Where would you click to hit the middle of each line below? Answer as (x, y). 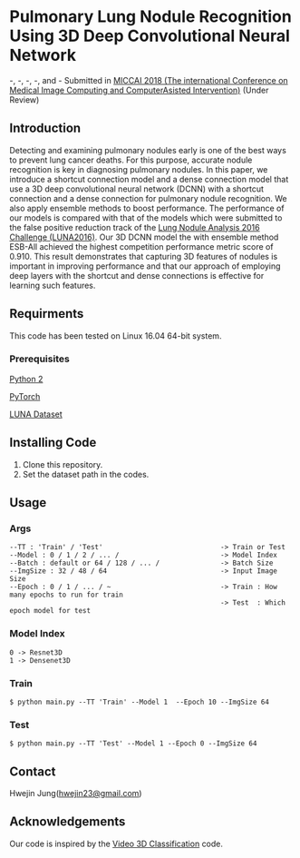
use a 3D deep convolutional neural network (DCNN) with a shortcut (137, 189)
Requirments (47, 314)
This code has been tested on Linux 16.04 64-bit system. (116, 335)
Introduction (45, 128)
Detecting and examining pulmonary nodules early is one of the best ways (148, 150)
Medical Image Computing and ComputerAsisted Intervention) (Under (139, 90)
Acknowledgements (68, 822)
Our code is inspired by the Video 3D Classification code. (116, 843)
